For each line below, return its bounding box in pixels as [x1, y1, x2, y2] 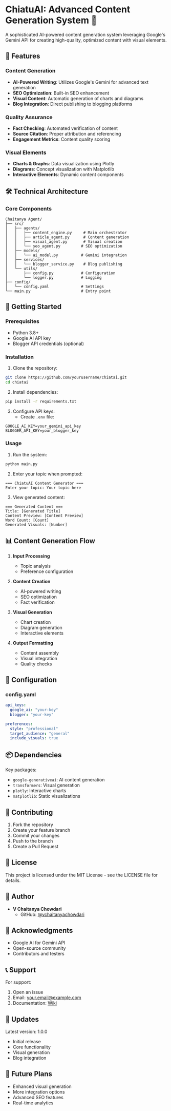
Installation [5, 353, 34, 360]
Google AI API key [12, 335, 51, 341]
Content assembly [20, 649, 59, 656]
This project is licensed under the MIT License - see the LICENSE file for [5, 872, 158, 878]
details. [5, 877, 21, 884]
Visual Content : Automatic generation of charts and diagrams [12, 95, 144, 101]
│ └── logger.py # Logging [5, 275, 102, 280]
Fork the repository [12, 821, 54, 828]
